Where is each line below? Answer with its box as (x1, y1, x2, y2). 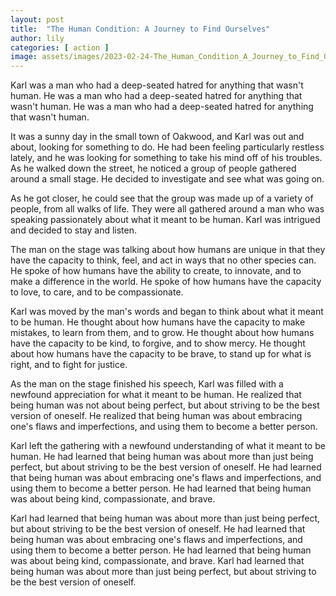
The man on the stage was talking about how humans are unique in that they (10, 244, 326, 256)
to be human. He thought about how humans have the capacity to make (10, 316, 306, 328)
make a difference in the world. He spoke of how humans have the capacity (10, 276, 322, 288)
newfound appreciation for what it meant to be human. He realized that (10, 389, 302, 401)
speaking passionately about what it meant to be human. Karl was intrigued (10, 214, 321, 226)
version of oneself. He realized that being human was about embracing (10, 410, 303, 422)
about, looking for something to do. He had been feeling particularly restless (10, 141, 325, 153)
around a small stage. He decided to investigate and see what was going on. (10, 173, 325, 185)
